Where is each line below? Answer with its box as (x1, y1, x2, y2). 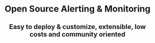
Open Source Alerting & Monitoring (4, 3, 151, 14)
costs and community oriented (29, 30, 126, 38)
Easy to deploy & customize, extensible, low (9, 23, 146, 31)
